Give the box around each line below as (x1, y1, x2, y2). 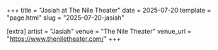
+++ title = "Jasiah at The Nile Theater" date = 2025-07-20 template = (6, 6, 212, 14)
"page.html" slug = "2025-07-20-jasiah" (6, 13, 125, 22)
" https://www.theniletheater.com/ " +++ (6, 35, 121, 43)
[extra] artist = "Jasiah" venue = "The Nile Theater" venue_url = (6, 27, 192, 35)
